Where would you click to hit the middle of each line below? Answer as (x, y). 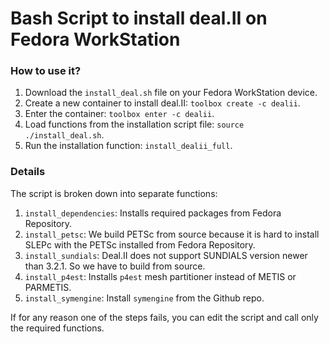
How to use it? (46, 71)
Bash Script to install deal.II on (139, 18)
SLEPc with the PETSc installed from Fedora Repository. (140, 244)
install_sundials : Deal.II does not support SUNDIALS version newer (166, 255)
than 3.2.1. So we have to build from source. (115, 266)
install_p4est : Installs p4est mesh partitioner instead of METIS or (160, 276)
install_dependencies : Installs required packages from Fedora (153, 213)
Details (28, 172)
